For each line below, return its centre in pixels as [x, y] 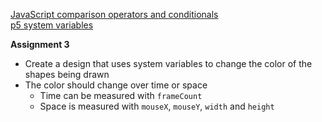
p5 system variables [52, 25]
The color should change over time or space [116, 85]
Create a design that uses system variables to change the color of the [168, 63]
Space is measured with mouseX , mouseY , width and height [157, 106]
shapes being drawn [67, 74]
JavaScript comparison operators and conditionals [114, 14]
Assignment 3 [40, 44]
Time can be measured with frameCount [121, 95]
